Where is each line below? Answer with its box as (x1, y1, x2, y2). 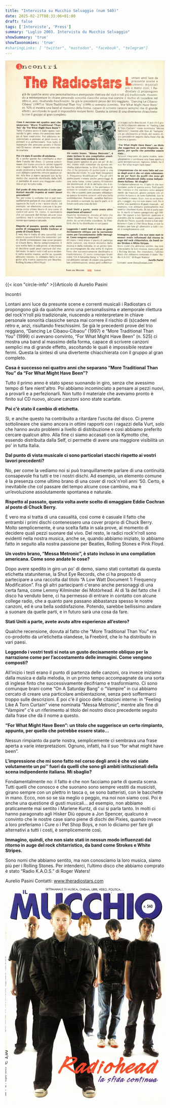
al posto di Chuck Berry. (5, 504, 57, 510)
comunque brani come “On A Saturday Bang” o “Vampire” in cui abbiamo (5, 686, 158, 692)
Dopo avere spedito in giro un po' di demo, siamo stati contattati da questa (5, 566, 161, 572)
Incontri (5, 291, 22, 297)
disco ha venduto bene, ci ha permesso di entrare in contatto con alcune (5, 592, 157, 599)
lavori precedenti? (5, 458, 45, 464)
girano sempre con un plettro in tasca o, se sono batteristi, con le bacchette (5, 789, 163, 795)
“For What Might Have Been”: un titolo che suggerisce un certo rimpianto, (5, 722, 163, 729)
